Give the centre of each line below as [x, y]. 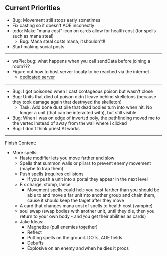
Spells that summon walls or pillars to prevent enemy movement [85, 163]
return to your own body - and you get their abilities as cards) [83, 216]
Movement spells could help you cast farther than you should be [93, 190]
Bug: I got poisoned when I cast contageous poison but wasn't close [83, 91]
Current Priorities [33, 8]
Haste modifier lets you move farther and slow [67, 158]
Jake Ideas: [32, 221]
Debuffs [35, 243]
